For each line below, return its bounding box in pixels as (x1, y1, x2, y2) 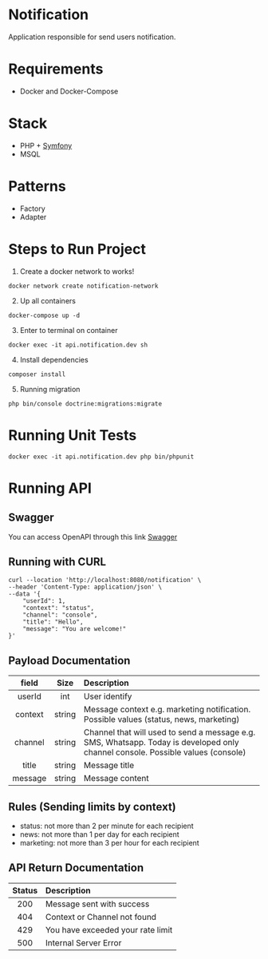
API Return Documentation (8, 861, 144, 875)
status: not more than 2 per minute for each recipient (19, 821, 194, 831)
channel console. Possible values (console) (83, 747, 246, 758)
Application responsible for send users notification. (8, 32, 176, 42)
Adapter (19, 212, 47, 221)
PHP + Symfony (19, 141, 73, 150)
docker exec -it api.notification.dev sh (8, 341, 148, 349)
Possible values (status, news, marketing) (83, 714, 240, 725)
